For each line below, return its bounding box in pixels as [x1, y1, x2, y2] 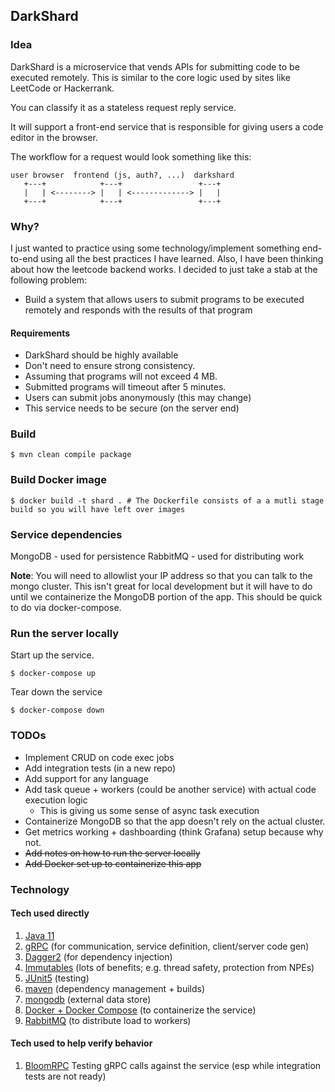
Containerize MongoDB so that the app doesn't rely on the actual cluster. [24, 815, 326, 827]
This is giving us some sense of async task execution [39, 804, 260, 816]
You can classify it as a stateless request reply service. [10, 101, 237, 113]
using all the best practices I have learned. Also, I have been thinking [40, 252, 324, 264]
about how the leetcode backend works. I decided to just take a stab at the [10, 263, 318, 275]
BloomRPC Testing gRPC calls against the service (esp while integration [24, 1060, 322, 1071]
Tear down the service [10, 686, 103, 698]
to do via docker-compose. [10, 602, 122, 614]
